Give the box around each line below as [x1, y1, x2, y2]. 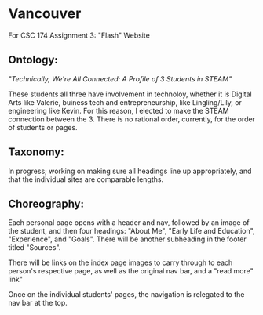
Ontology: [8, 53, 59, 67]
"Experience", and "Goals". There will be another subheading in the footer [8, 234, 247, 244]
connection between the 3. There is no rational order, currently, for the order [8, 114, 255, 124]
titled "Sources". [8, 243, 61, 252]
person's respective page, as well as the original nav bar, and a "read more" [8, 266, 254, 276]
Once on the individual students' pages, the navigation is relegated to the [8, 290, 245, 299]
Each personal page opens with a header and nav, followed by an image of [8, 218, 250, 227]
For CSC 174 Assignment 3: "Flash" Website [8, 31, 151, 40]
